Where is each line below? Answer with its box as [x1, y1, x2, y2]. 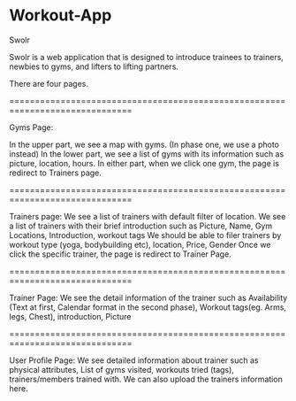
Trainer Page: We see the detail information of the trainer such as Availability [9, 292, 288, 303]
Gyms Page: [9, 121, 54, 133]
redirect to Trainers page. [9, 167, 102, 178]
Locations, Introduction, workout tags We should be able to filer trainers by [9, 229, 282, 240]
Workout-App [9, 5, 112, 26]
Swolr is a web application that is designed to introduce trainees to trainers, [9, 51, 285, 62]
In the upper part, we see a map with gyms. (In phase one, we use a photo [9, 139, 280, 150]
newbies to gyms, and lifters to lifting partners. [9, 61, 179, 72]
